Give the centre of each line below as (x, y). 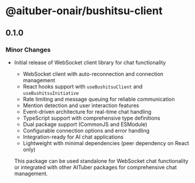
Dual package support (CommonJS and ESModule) (85, 124)
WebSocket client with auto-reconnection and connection (93, 74)
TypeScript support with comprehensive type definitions (92, 118)
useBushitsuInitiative (51, 93)
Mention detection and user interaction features (81, 105)
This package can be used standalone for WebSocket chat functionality (101, 160)
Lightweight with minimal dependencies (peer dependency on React (106, 143)
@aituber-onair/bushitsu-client (84, 11)
